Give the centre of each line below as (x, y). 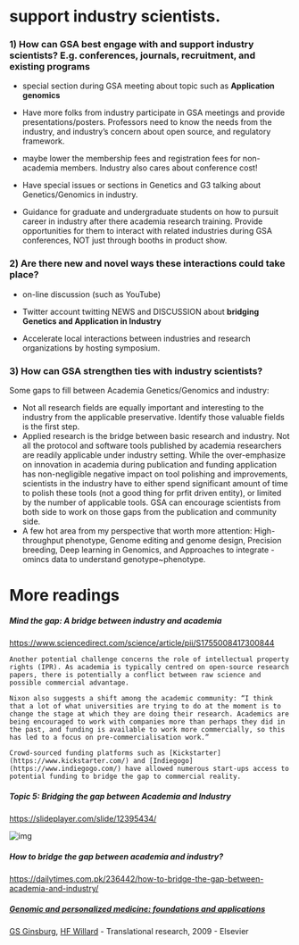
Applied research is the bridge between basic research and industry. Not (156, 436)
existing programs (50, 67)
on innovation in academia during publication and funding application (149, 465)
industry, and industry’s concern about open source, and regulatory (146, 132)
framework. (43, 141)
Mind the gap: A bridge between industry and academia (116, 620)
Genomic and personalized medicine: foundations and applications (137, 908)
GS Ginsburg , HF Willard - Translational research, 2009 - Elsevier (129, 932)
